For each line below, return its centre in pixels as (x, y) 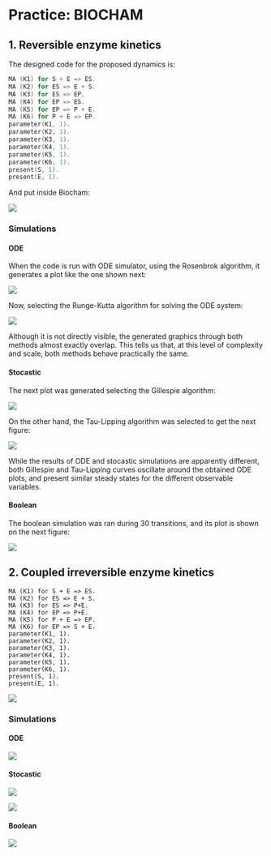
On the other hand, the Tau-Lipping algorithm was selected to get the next (132, 421)
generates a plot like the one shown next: (77, 275)
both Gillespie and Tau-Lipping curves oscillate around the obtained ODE (130, 469)
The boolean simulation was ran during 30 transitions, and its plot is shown (134, 523)
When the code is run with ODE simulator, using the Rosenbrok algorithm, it (134, 266)
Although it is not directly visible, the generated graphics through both (126, 336)
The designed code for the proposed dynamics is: (92, 64)
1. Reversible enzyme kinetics (85, 45)
